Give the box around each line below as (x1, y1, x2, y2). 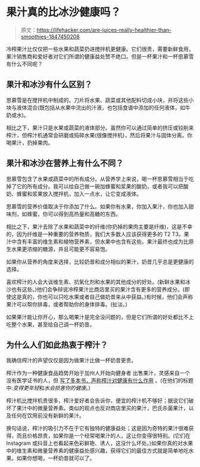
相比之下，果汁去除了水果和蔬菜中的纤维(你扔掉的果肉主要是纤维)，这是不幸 (6, 223, 193, 230)
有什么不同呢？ (6, 60, 43, 67)
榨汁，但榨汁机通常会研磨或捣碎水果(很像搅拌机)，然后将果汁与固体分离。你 (6, 131, 193, 139)
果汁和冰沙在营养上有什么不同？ (6, 158, 124, 168)
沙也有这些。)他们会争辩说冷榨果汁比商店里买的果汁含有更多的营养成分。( (6, 285, 185, 293)
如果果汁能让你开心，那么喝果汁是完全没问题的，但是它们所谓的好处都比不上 (6, 313, 194, 320)
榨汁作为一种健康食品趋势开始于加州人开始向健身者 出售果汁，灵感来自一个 (6, 370, 190, 377)
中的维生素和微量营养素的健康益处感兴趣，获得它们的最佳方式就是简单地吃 (6, 447, 189, 454)
